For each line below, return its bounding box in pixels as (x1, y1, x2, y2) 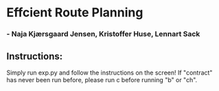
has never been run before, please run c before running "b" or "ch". (6, 75, 198, 83)
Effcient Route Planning (6, 5, 143, 21)
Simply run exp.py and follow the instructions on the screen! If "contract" (6, 68, 213, 77)
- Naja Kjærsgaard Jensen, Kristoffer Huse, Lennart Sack (6, 29, 200, 39)
